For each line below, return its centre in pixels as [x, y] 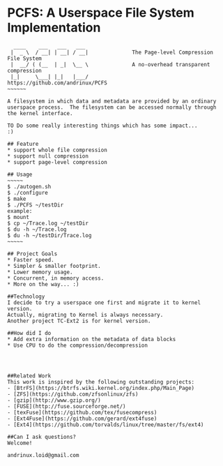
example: [20, 211]
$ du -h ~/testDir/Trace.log [49, 235]
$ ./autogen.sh [29, 186]
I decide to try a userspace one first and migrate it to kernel [104, 302]
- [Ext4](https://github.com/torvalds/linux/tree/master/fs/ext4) [106, 424]
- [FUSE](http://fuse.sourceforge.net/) [67, 406]
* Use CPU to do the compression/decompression [78, 345]
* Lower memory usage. [40, 272]
